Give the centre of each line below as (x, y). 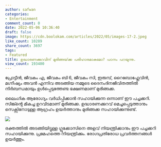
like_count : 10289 (24, 41)
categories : (17, 14)
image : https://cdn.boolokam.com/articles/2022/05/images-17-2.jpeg (76, 37)
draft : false (18, 32)
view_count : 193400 (25, 64)
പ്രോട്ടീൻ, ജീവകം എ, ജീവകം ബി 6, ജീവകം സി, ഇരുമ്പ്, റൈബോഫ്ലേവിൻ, (77, 78)
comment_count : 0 (23, 23)
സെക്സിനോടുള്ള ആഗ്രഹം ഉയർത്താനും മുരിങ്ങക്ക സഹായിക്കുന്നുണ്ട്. (71, 110)
